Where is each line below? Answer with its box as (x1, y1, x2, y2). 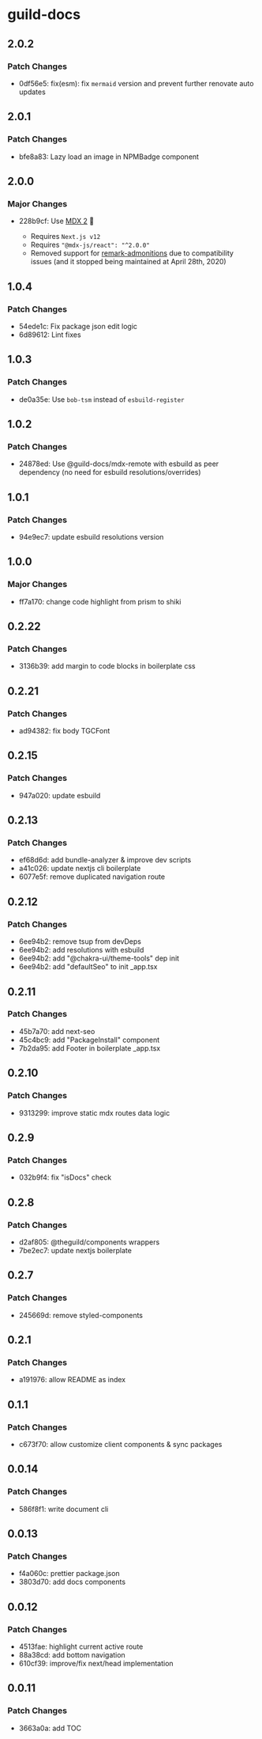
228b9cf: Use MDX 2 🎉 (18, 216, 95, 226)
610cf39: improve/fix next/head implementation (18, 1659, 174, 1668)
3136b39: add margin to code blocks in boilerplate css (18, 661, 196, 671)
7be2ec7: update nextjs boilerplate (18, 1245, 132, 1255)
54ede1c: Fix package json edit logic (18, 321, 138, 331)
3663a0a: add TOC (18, 1723, 82, 1733)
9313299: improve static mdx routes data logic (18, 1108, 170, 1117)
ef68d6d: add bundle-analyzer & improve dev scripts (18, 855, 192, 865)
